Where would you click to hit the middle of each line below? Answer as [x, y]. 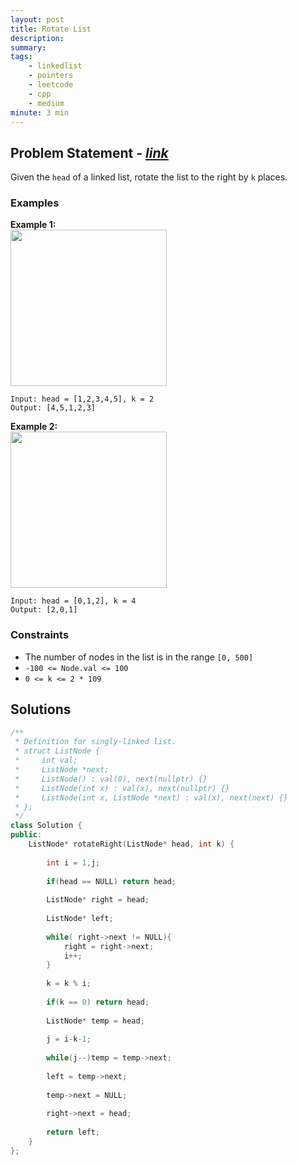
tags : [21, 57]
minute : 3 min [40, 112]
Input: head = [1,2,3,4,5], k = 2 [82, 399]
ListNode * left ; [80, 919]
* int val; [46, 761]
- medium [46, 103]
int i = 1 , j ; [73, 862]
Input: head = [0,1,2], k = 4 [73, 601]
